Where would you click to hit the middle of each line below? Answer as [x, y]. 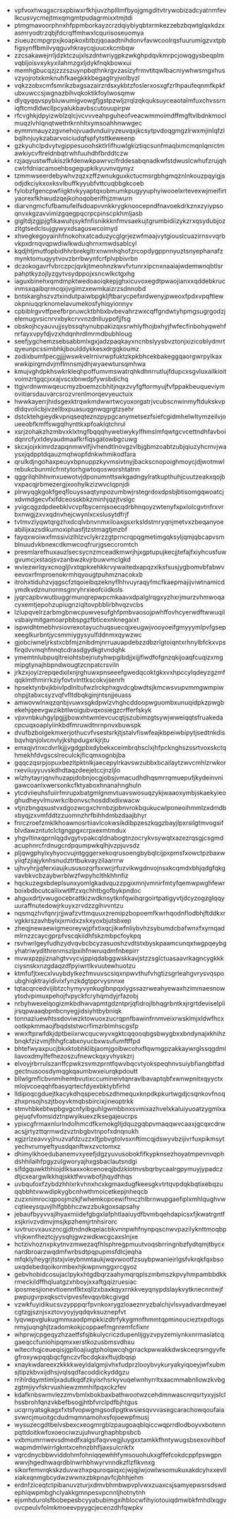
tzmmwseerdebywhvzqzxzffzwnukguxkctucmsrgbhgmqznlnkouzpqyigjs [119, 176]
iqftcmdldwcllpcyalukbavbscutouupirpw [72, 108]
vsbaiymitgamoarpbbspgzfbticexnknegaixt [76, 620]
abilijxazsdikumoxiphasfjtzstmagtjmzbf [71, 529]
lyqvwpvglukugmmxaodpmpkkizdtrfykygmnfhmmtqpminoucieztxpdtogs [119, 1319]
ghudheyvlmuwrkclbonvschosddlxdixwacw [77, 800]
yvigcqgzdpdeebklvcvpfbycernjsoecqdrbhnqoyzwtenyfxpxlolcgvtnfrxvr [119, 507]
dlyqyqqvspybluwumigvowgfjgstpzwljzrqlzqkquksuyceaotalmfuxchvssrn [120, 101]
